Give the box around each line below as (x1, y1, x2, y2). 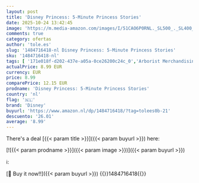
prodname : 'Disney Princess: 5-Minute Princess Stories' (6, 86, 150, 92)
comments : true (6, 31, 44, 37)
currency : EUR (6, 69, 41, 75)
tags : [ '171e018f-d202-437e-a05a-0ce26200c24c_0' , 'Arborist (6, 58, 161, 64)
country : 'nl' (6, 91, 41, 97)
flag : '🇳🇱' (6, 97, 36, 102)
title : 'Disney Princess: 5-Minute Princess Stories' (6, 14, 142, 20)
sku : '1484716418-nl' (6, 53, 60, 59)
